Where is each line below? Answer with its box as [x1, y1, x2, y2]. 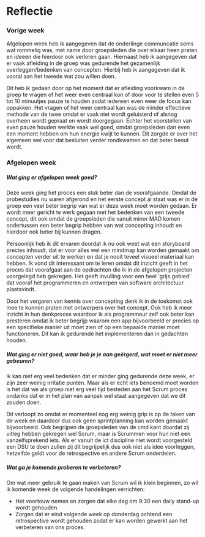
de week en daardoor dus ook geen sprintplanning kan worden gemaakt [6, 417, 188, 424]
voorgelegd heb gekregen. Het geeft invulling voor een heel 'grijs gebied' [6, 273, 191, 280]
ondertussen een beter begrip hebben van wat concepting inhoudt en [6, 222, 182, 229]
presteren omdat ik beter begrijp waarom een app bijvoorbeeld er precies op [6, 317, 199, 324]
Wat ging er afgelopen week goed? [6, 173, 97, 181]
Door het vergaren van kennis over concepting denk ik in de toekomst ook [6, 297, 193, 305]
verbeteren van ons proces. [15, 524, 86, 531]
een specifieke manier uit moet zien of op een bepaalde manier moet [6, 324, 181, 331]
